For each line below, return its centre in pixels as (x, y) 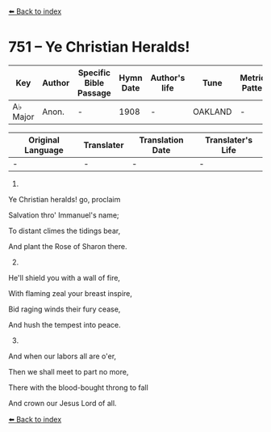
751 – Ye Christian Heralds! (99, 47)
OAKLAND (213, 112)
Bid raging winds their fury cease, (65, 309)
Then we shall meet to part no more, (69, 371)
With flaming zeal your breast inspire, (71, 293)
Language (44, 150)
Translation (161, 140)
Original (44, 140)
